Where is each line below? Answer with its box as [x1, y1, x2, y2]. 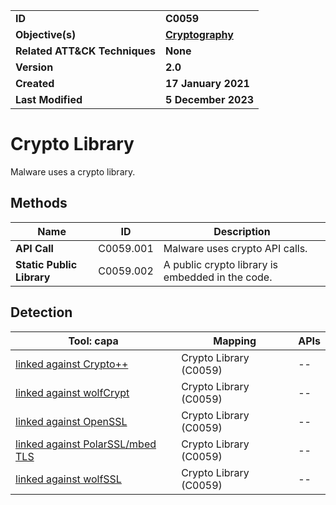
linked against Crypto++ [15, 357, 129, 371]
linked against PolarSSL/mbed [15, 437, 157, 451]
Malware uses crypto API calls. [163, 241, 308, 255]
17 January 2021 [165, 77, 250, 90]
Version [15, 60, 54, 74]
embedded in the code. [163, 270, 273, 284]
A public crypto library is [163, 257, 279, 271]
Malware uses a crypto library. [10, 165, 136, 178]
